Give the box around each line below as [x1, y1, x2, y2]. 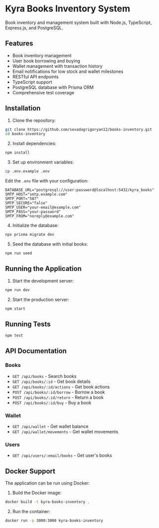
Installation [5, 104, 41, 113]
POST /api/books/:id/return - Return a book [12, 394, 104, 400]
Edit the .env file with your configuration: [5, 178, 88, 184]
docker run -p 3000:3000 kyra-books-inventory [5, 518, 103, 524]
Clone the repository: [12, 117, 56, 123]
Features [5, 39, 33, 48]
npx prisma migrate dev [5, 232, 55, 237]
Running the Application [5, 265, 82, 273]
